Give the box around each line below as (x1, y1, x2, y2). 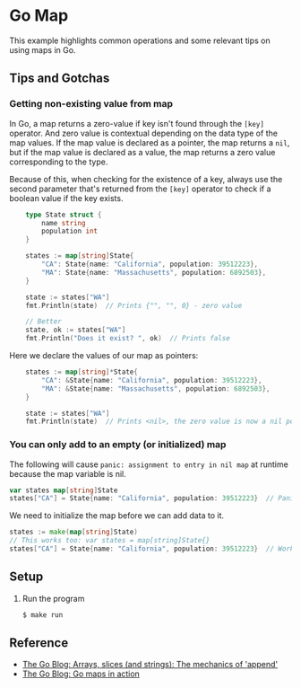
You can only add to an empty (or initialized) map (9, 438, 227, 451)
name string (41, 218, 87, 227)
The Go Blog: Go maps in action (21, 668, 141, 679)
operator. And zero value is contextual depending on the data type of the (9, 128, 278, 138)
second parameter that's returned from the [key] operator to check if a (9, 183, 271, 194)
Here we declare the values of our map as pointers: (9, 350, 199, 360)
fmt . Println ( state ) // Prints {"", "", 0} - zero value (25, 301, 243, 310)
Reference (9, 635, 69, 650)
